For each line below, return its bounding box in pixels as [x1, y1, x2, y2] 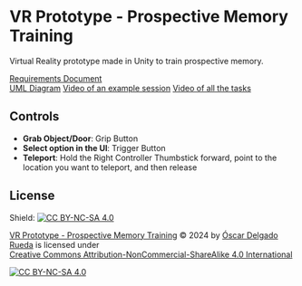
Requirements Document [9, 72, 102, 83]
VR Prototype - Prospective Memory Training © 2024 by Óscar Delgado [9, 229, 278, 241]
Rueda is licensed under [9, 239, 100, 250]
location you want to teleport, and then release [22, 161, 198, 173]
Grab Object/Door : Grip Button [22, 133, 139, 144]
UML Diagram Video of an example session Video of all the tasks [9, 82, 252, 93]
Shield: [9, 212, 35, 223]
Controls [9, 109, 60, 124]
